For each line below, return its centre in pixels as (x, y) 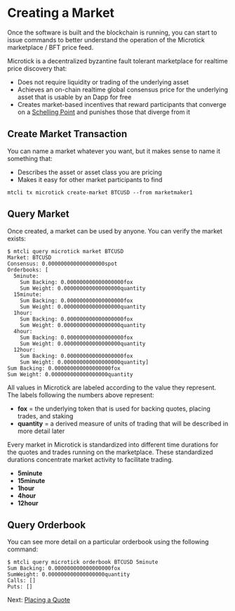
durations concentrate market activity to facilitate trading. (90, 459)
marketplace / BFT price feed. (51, 47)
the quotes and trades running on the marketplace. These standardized (110, 452)
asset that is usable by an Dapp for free (74, 97)
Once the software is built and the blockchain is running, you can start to (112, 32)
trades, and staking (45, 416)
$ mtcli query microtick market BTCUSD (66, 251)
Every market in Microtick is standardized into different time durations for (113, 444)
